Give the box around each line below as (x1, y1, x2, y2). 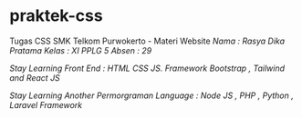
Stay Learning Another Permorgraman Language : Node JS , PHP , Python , (9, 90, 294, 101)
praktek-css (9, 5, 103, 26)
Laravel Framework (9, 99, 83, 110)
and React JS (9, 72, 61, 83)
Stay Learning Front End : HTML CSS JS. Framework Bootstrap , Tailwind (9, 63, 286, 74)
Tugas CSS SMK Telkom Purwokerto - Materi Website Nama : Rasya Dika (9, 35, 286, 46)
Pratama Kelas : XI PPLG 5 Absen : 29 (9, 44, 152, 55)
